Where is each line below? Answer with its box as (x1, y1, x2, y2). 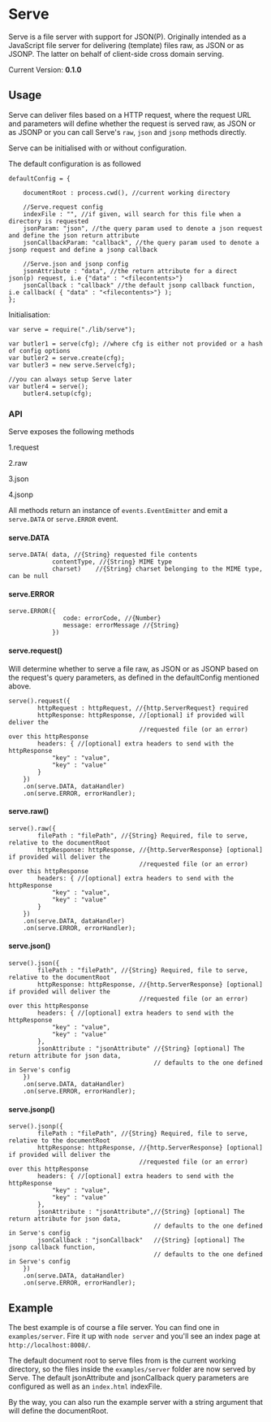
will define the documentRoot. (8, 1406, 109, 1415)
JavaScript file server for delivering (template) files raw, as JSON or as (8, 40, 244, 50)
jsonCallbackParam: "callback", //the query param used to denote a (23, 238, 260, 246)
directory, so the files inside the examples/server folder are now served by (8, 1364, 256, 1374)
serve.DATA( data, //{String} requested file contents (8, 550, 198, 559)
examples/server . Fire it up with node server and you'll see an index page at (8, 1331, 261, 1342)
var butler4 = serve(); (8, 382, 89, 390)
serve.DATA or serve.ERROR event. (8, 514, 119, 524)
